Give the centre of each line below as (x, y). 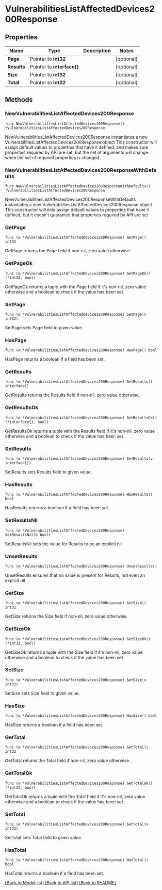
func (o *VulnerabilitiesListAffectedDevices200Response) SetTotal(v (77, 825)
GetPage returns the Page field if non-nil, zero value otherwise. (68, 251)
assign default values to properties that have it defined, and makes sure (77, 147)
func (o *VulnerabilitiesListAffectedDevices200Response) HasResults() (79, 495)
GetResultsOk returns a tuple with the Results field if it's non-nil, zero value (80, 431)
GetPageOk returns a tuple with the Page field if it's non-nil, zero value (76, 287)
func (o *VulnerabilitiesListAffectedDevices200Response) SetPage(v (76, 314)
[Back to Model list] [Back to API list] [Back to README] (61, 883)
